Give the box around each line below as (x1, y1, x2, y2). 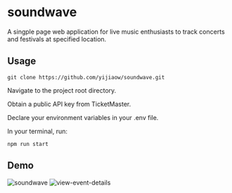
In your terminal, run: (7, 127, 68, 135)
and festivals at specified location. (7, 34, 107, 43)
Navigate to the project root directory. (7, 86, 117, 95)
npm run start (7, 140, 49, 147)
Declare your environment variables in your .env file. (7, 113, 159, 121)
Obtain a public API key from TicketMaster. (7, 100, 131, 108)
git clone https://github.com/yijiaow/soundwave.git (7, 74, 165, 81)
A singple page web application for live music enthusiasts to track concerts (7, 27, 225, 36)
